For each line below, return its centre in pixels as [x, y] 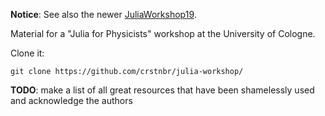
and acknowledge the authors [71, 100]
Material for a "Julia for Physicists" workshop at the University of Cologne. [163, 33]
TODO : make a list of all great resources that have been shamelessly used [162, 90]
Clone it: [27, 53]
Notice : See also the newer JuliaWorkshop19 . [103, 14]
